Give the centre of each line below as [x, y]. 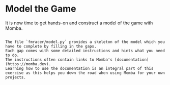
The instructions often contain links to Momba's [59, 59]
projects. [16, 77]
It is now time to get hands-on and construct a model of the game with [79, 23]
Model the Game [41, 9]
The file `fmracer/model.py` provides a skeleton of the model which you [85, 42]
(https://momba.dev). [28, 64]
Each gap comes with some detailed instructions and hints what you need [85, 51]
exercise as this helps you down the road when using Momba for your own [85, 73]
